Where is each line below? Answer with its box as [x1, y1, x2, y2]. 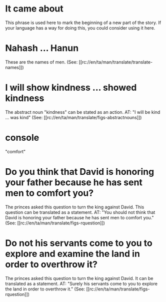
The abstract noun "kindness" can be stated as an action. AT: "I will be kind [5, 109, 160, 115]
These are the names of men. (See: [5, 59, 78, 65]
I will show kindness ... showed [5, 82, 137, 93]
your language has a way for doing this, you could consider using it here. [5, 25, 155, 31]
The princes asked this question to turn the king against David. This [5, 204, 144, 210]
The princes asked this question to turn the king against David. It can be [5, 275, 153, 281]
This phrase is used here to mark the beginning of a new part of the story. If [5, 20, 161, 26]
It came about [5, 3, 63, 15]
